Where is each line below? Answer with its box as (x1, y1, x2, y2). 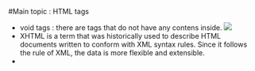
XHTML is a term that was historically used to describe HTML (19, 32, 222, 40)
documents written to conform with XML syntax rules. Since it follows (19, 39, 248, 49)
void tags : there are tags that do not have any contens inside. (19, 23, 222, 32)
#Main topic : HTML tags (8, 7, 90, 16)
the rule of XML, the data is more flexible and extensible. (19, 48, 205, 58)
